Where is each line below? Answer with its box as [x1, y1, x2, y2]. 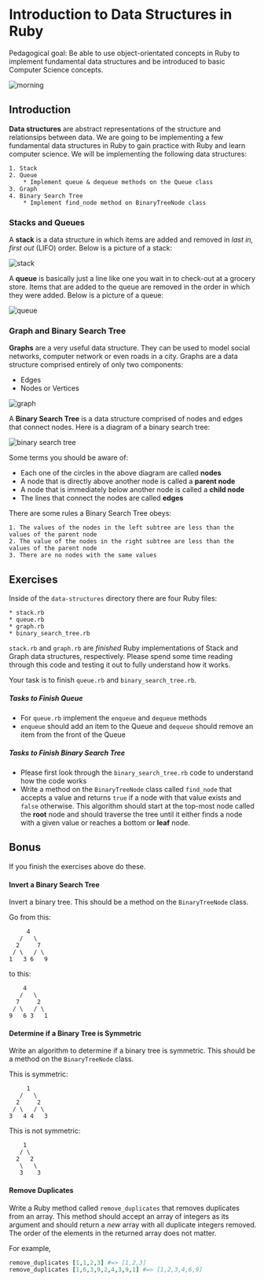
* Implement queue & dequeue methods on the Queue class [23, 178, 214, 186]
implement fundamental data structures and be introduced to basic [9, 57, 226, 66]
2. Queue [9, 171, 38, 179]
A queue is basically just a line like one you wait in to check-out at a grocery [9, 274, 256, 283]
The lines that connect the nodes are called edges [20, 494, 184, 503]
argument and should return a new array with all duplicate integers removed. [9, 1220, 257, 1229]
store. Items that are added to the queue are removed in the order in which [9, 282, 251, 292]
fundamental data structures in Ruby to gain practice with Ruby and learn [9, 140, 246, 150]
